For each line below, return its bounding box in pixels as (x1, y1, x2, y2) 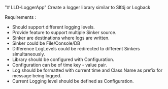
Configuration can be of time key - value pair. (12, 62, 107, 68)
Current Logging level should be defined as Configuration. (12, 78, 134, 84)
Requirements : (5, 14, 37, 20)
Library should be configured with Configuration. (12, 56, 115, 63)
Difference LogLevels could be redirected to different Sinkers (12, 46, 140, 51)
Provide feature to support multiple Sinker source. (12, 29, 117, 35)
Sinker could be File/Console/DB (12, 40, 81, 46)
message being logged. (12, 73, 62, 78)
